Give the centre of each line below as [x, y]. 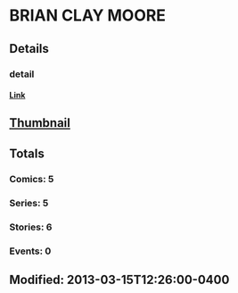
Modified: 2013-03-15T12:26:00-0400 [119, 279]
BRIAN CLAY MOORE [88, 16]
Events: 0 [30, 251]
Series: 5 [29, 203]
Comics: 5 [32, 179]
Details [29, 49]
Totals [27, 153]
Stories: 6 [31, 227]
